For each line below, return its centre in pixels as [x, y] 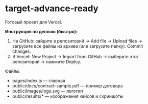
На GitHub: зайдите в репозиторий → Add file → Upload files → [77, 41]
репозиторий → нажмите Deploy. [47, 62]
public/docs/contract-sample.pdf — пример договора [67, 85]
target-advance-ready [52, 9]
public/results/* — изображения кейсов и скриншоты [68, 96]
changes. [22, 51]
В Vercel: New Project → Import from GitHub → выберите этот [75, 56]
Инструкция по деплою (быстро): [41, 31]
